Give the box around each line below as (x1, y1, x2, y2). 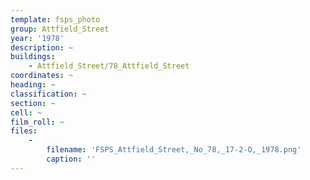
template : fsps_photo (10, 14, 101, 25)
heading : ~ (10, 80, 56, 90)
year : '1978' (10, 33, 65, 43)
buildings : (10, 52, 56, 62)
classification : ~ (10, 89, 87, 99)
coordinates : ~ (10, 71, 74, 81)
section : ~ (10, 98, 56, 108)
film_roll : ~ (10, 117, 65, 127)
